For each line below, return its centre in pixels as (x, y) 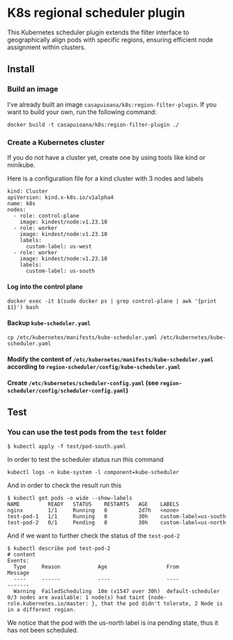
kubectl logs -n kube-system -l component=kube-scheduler (93, 473)
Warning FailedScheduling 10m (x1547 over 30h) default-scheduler (116, 592)
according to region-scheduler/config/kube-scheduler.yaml (94, 366)
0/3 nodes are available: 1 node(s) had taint (76, 598)
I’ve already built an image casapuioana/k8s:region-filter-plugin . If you (112, 104)
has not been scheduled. (43, 630)
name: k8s (22, 203)
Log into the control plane (45, 286)
